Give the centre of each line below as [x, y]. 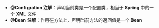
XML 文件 [26, 14]
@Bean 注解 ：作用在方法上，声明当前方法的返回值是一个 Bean [76, 20]
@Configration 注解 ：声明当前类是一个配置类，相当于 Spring [75, 7]
